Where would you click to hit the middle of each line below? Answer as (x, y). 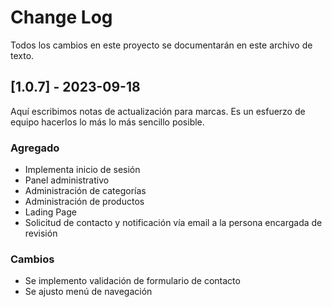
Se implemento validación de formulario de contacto (132, 281)
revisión (41, 233)
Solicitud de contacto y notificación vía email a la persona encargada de (173, 223)
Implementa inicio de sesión (82, 170)
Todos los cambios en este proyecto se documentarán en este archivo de (161, 45)
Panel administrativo (67, 180)
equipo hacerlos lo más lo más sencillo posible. (107, 122)
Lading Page (50, 212)
